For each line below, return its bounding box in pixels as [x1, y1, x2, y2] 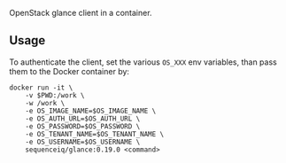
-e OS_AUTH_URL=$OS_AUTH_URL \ [25, 114, 141, 123]
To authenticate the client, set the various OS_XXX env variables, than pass [9, 57, 277, 67]
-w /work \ [25, 98, 66, 107]
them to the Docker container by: [9, 66, 130, 76]
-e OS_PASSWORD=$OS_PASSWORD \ [25, 121, 141, 131]
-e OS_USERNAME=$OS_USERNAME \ [25, 137, 141, 146]
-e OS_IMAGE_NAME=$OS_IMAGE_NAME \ [25, 106, 157, 115]
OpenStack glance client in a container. [9, 8, 152, 18]
